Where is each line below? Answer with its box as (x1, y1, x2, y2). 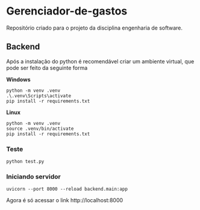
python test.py (6, 159, 45, 165)
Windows (6, 75, 31, 83)
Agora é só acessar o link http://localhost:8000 (6, 197, 123, 204)
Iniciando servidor (6, 172, 61, 180)
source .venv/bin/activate (6, 126, 74, 132)
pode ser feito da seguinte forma (6, 64, 88, 71)
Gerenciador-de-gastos (6, 4, 128, 18)
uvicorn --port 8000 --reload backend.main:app (6, 186, 128, 192)
